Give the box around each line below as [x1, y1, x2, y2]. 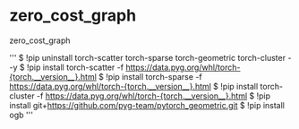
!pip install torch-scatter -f [26, 62, 124, 73]
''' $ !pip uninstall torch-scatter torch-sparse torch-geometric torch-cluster [9, 52, 286, 63]
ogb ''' [9, 109, 34, 120]
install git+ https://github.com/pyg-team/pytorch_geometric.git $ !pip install [9, 99, 285, 110]
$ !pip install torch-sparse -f [98, 71, 203, 82]
